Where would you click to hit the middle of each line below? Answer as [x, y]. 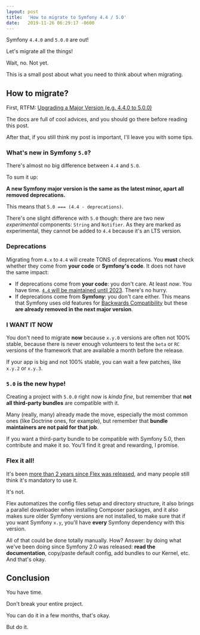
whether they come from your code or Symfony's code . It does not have [96, 266]
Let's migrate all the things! [40, 51]
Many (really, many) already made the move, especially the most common [97, 415]
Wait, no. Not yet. [27, 63]
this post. [18, 125]
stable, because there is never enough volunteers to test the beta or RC [93, 344]
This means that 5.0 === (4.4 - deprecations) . [65, 207]
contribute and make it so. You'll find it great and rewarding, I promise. [93, 445]
